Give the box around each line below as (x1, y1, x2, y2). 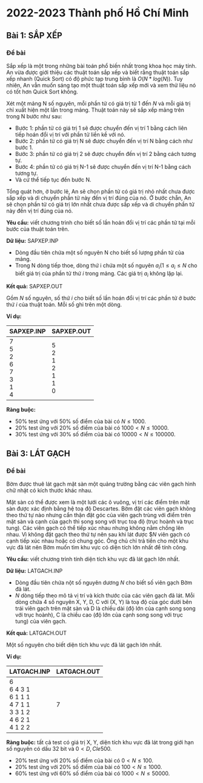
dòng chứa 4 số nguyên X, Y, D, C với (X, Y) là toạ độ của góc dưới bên (15, 598, 193, 606)
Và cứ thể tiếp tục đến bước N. (15, 176, 92, 183)
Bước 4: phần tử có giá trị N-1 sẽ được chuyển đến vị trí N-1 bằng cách (15, 163, 191, 170)
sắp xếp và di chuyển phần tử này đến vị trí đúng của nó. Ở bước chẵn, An (6, 194, 191, 202)
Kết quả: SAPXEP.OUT (6, 283, 63, 290)
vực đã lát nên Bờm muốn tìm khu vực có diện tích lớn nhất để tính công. (6, 544, 188, 551)
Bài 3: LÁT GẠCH (6, 448, 71, 458)
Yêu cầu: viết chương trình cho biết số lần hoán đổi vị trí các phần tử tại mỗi (6, 219, 196, 226)
